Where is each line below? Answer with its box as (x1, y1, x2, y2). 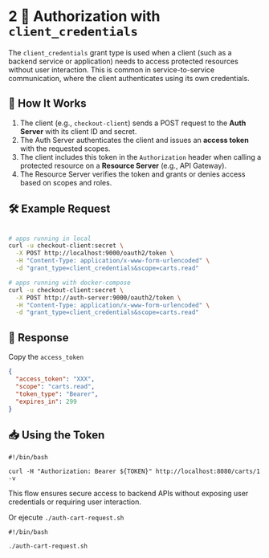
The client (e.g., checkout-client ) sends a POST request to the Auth (19, 118, 247, 128)
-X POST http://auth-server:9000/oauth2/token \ (15, 293, 181, 302)
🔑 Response (8, 331, 70, 344)
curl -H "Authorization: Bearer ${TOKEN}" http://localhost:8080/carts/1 (8, 467, 261, 476)
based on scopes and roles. (19, 177, 112, 187)
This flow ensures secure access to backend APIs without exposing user (8, 489, 249, 499)
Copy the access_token (8, 352, 84, 362)
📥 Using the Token (8, 428, 105, 442)
